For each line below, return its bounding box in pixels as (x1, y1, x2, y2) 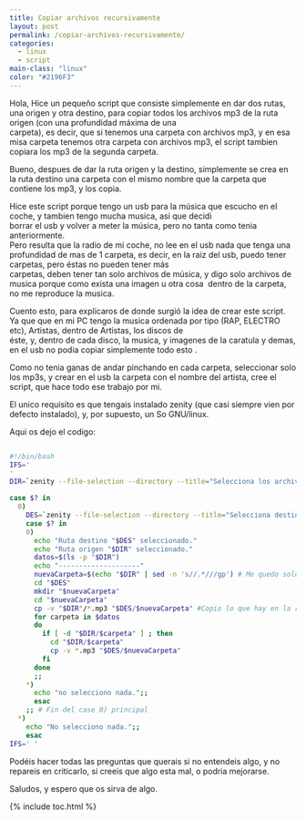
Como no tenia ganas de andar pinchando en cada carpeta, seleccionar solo (9, 362, 297, 373)
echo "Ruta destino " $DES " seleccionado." (33, 536, 198, 545)
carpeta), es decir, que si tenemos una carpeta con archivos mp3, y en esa (9, 127, 291, 138)
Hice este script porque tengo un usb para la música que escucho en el (9, 200, 278, 211)
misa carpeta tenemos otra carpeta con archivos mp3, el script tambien (9, 136, 278, 147)
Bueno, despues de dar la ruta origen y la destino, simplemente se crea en (9, 163, 289, 174)
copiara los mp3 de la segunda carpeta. (9, 146, 159, 157)
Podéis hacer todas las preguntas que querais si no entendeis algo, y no (9, 755, 280, 766)
